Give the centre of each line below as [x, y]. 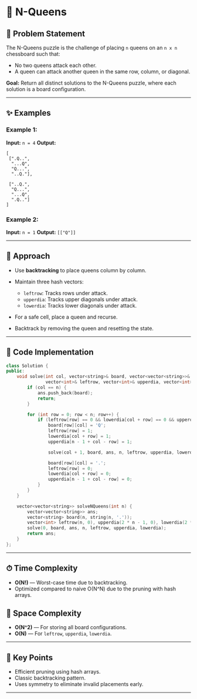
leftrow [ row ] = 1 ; [70, 431]
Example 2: [22, 220]
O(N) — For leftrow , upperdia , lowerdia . [63, 634]
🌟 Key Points [30, 658]
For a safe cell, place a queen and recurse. [66, 317]
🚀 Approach [28, 256]
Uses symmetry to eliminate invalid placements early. [79, 684]
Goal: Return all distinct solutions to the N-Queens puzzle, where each [91, 83]
